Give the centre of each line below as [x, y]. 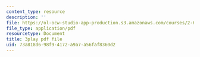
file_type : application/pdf [41, 28]
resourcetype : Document [36, 34]
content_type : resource [36, 12]
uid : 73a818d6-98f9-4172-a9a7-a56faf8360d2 [61, 45]
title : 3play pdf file [34, 39]
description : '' [26, 17]
